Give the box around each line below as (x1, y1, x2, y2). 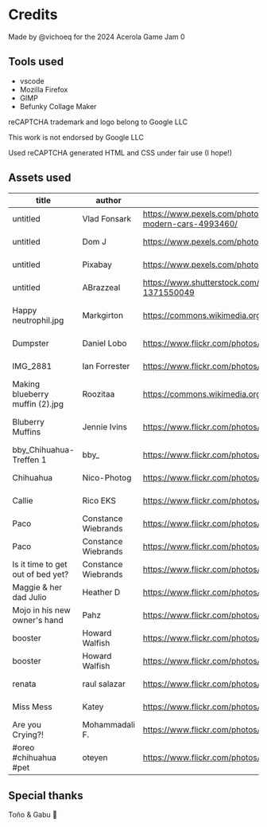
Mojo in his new (12, 604, 72, 615)
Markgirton (82, 309, 124, 320)
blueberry (12, 388, 49, 399)
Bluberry (12, 416, 45, 427)
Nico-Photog (82, 472, 132, 483)
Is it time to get (12, 559, 68, 570)
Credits (8, 6, 58, 24)
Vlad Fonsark (82, 213, 132, 224)
